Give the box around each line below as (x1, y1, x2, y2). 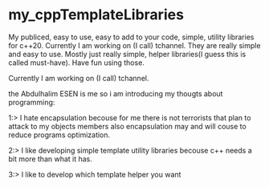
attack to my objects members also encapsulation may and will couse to (8, 121, 247, 131)
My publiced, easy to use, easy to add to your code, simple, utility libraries (8, 32, 255, 42)
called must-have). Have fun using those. (8, 58, 145, 67)
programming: (8, 97, 55, 107)
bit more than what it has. (8, 154, 92, 164)
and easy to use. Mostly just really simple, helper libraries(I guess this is (8, 49, 247, 59)
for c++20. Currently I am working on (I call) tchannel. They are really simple (8, 40, 261, 50)
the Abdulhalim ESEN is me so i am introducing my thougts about (8, 88, 223, 98)
